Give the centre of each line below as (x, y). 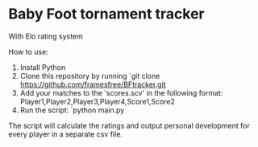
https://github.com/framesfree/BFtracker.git (93, 84)
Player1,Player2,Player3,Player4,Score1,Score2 (98, 101)
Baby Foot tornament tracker (106, 14)
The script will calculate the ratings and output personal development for (129, 125)
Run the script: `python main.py (72, 110)
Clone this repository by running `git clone (90, 76)
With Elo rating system (46, 36)
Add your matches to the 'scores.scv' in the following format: (121, 92)
